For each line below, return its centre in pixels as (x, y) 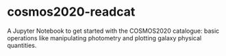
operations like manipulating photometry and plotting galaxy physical (104, 38)
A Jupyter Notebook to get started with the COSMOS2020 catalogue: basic (113, 31)
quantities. (22, 45)
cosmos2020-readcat (71, 12)
